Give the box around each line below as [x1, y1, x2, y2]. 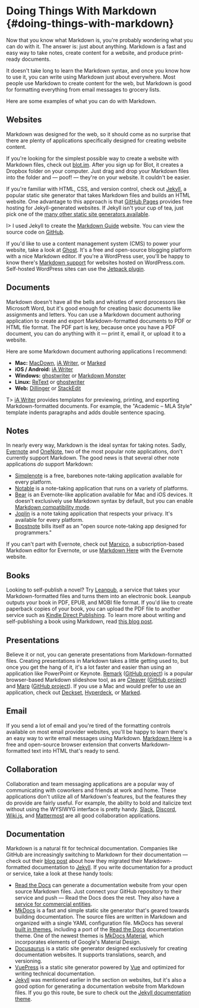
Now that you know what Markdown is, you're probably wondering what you [6, 36, 193, 43]
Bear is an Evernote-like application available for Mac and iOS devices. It [14, 491, 193, 498]
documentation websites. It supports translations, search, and [14, 951, 166, 959]
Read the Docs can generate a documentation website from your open [14, 882, 187, 889]
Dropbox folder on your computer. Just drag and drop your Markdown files [6, 167, 189, 174]
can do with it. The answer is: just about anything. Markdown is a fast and [6, 43, 187, 50]
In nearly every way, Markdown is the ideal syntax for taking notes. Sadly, [6, 442, 187, 449]
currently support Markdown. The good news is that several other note [6, 454, 179, 462]
